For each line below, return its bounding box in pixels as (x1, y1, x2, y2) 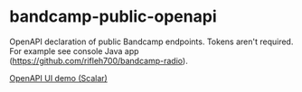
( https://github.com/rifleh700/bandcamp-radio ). (9, 55, 188, 66)
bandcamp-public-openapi (9, 6, 217, 27)
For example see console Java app (9, 45, 139, 56)
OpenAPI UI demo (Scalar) (9, 72, 109, 83)
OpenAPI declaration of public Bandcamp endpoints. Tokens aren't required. (9, 36, 294, 47)
